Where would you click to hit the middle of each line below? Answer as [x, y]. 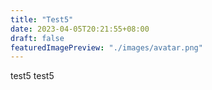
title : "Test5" [42, 19]
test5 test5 [32, 76]
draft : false [37, 38]
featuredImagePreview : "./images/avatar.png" [106, 47]
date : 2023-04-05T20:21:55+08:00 [80, 29]
